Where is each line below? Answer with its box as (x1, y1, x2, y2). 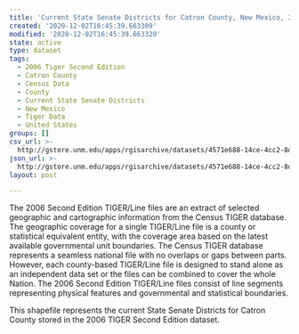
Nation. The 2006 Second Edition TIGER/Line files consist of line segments (9, 278, 284, 289)
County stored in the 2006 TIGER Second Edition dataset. (9, 314, 221, 325)
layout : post (9, 170, 58, 179)
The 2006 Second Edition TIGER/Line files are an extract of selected (9, 202, 260, 214)
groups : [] (9, 129, 50, 138)
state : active (9, 37, 62, 47)
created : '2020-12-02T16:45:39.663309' (9, 21, 158, 30)
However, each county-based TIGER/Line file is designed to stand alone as (9, 259, 284, 270)
